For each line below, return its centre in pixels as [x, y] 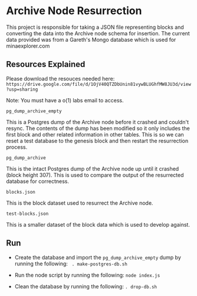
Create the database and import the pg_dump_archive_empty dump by [98, 257]
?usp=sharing [22, 89]
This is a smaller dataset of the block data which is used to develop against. [98, 224]
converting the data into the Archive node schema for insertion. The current [98, 33]
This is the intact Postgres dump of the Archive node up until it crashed [93, 168]
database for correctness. [38, 181]
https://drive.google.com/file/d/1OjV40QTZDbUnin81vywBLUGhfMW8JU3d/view [99, 84]
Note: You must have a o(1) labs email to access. [65, 100]
